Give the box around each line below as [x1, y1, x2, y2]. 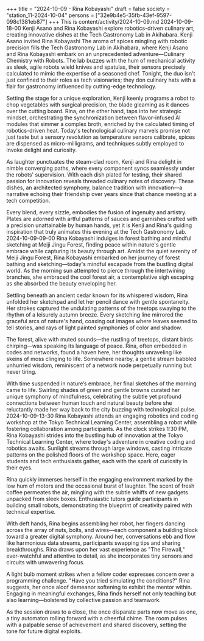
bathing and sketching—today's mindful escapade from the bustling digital [6, 261, 194, 267]
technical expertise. [6, 508, 56, 515]
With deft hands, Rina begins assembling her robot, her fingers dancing [6, 520, 186, 527]
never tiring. [6, 368, 37, 375]
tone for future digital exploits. [6, 628, 82, 635]
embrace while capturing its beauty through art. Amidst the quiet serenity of [6, 248, 197, 254]
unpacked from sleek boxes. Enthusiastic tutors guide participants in [6, 496, 178, 502]
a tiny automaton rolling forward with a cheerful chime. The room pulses [6, 615, 188, 622]
